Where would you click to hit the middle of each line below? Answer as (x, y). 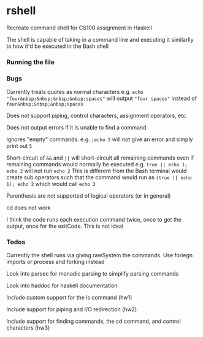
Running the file (31, 62)
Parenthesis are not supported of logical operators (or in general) (89, 196)
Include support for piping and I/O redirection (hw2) (72, 309)
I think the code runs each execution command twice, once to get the (94, 220)
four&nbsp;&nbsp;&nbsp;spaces (45, 104)
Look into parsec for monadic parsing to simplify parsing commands (93, 274)
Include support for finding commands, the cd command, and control (94, 321)
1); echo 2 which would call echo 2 (51, 184)
